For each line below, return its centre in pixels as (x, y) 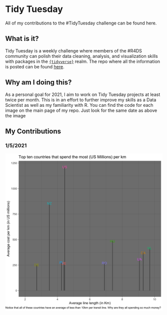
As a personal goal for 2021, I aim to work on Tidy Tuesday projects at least (83, 94)
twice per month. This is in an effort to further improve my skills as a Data (81, 100)
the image (15, 115)
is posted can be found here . (35, 66)
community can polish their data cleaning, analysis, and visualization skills (82, 56)
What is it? (22, 39)
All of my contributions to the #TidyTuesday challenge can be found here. (81, 23)
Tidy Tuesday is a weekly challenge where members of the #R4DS (74, 50)
